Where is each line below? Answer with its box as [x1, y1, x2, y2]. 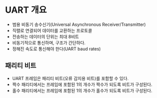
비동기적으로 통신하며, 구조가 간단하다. [12, 39, 86, 45]
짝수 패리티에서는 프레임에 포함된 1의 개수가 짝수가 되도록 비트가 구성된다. [12, 81, 153, 87]
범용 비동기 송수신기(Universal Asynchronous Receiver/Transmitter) [12, 21, 146, 27]
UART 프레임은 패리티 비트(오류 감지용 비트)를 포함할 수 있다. [12, 75, 129, 81]
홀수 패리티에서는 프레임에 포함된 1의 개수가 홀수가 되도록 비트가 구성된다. [12, 87, 153, 93]
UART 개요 [5, 4, 47, 16]
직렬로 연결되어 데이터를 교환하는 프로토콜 [12, 27, 92, 33]
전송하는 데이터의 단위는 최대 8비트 [12, 34, 79, 39]
